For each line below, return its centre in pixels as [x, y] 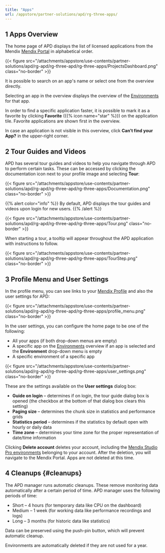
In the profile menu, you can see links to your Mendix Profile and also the [79, 291]
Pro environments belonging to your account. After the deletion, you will [78, 452]
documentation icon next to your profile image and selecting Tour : [72, 174]
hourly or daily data [32, 427]
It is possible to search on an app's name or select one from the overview [80, 81]
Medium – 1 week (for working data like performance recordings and [82, 510]
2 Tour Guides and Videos [46, 151]
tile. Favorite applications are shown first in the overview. [63, 121]
